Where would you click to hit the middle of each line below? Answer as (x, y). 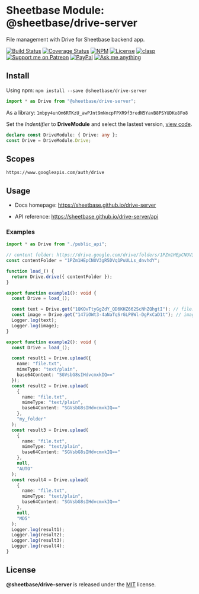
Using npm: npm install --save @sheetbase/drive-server (76, 90)
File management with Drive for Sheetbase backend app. (76, 39)
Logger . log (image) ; (36, 326)
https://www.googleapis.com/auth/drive (55, 173)
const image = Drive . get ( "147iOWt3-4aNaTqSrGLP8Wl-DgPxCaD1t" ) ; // (97, 315)
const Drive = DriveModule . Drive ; (49, 140)
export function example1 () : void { (51, 293)
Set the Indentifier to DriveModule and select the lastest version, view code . (99, 124)
